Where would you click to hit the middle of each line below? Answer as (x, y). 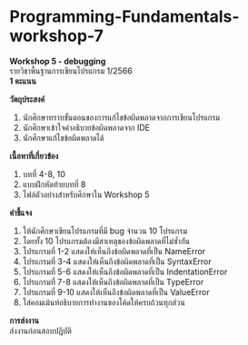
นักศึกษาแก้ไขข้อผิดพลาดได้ (63, 137)
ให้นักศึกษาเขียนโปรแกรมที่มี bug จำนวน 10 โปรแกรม (105, 231)
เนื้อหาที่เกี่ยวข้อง (34, 155)
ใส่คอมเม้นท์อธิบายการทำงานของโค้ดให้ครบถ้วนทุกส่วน (104, 302)
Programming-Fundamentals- (124, 17)
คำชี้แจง (21, 212)
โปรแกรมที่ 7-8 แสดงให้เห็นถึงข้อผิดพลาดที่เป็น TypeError (113, 281)
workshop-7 (57, 36)
